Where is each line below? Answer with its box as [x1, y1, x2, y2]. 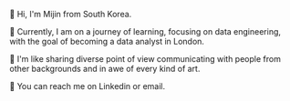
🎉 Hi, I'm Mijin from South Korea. [9, 9, 132, 19]
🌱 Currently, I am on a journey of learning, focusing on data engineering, [9, 26, 281, 36]
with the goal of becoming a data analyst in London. [9, 36, 205, 46]
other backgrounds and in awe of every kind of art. [9, 64, 201, 74]
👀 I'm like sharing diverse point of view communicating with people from [9, 54, 281, 64]
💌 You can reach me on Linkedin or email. [9, 81, 166, 91]
